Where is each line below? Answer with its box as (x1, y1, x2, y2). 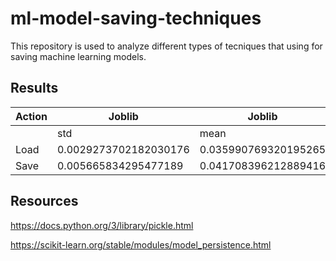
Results (10, 80, 59, 97)
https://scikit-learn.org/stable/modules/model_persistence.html (10, 238, 272, 251)
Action (15, 109, 48, 123)
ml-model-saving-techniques (10, 7, 262, 30)
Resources (10, 193, 79, 210)
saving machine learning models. (10, 50, 147, 62)
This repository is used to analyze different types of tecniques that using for (10, 40, 323, 52)
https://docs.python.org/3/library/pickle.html (10, 219, 194, 231)
